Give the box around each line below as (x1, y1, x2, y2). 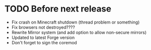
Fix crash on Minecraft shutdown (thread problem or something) (11, 19, 140, 25)
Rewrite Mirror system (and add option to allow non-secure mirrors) (11, 29, 147, 35)
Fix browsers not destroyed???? (11, 24, 75, 30)
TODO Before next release (4, 3, 112, 14)
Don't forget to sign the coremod (11, 39, 77, 45)
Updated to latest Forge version (11, 35, 75, 40)
